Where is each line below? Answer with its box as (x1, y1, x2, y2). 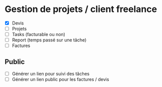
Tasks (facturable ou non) (12, 31, 66, 37)
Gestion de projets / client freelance (5, 3, 157, 15)
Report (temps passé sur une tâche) (12, 37, 87, 43)
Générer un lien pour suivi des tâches (12, 71, 90, 77)
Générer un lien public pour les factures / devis (12, 76, 109, 82)
